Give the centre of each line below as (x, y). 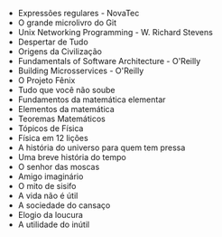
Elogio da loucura (51, 215)
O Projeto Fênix (46, 80)
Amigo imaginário (51, 176)
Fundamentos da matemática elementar (92, 100)
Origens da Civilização (60, 52)
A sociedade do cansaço (64, 205)
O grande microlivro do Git (67, 23)
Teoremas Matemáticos (61, 118)
